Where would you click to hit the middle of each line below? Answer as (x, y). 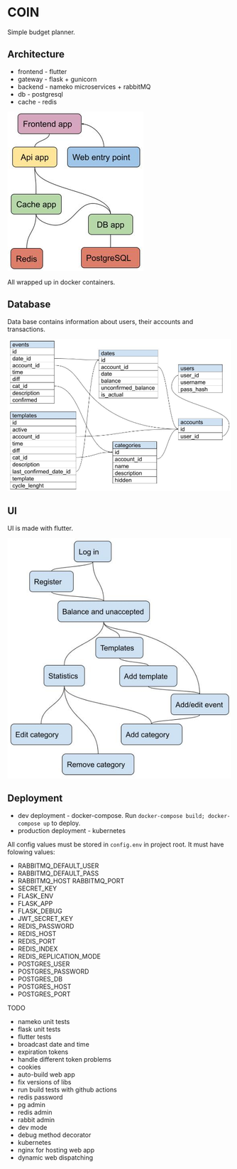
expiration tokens (43, 1052)
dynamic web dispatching (55, 1157)
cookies (29, 1067)
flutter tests (34, 1036)
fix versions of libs (45, 1082)
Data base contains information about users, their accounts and (100, 321)
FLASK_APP (35, 903)
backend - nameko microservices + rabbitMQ (84, 87)
